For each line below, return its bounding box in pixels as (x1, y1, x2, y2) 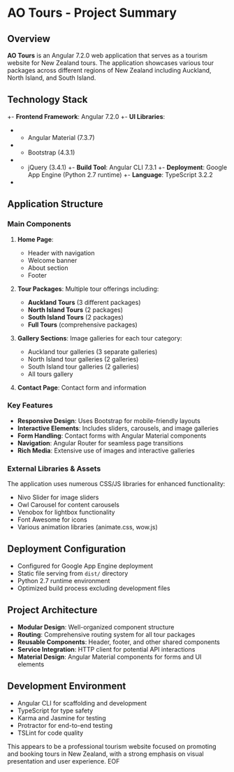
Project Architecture (7, 604, 98, 616)
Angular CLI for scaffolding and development (17, 699, 147, 707)
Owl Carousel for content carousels (17, 501, 120, 509)
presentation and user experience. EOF (7, 757, 120, 765)
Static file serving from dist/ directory (17, 569, 129, 578)
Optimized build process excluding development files (17, 584, 170, 592)
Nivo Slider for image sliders (17, 493, 99, 501)
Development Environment (7, 680, 126, 692)
